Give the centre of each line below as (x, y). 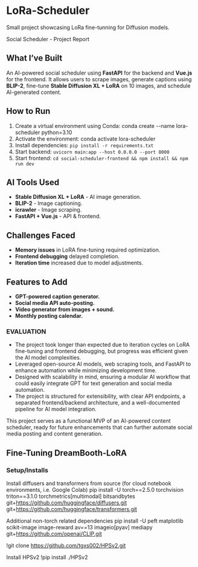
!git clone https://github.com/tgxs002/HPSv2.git (66, 545)
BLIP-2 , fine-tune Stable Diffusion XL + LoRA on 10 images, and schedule (98, 86)
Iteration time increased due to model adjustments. (79, 263)
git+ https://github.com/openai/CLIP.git (54, 534)
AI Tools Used (33, 182)
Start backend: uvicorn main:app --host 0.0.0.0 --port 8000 (92, 152)
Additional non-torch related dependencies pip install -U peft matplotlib (95, 521)
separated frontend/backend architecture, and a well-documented (97, 403)
